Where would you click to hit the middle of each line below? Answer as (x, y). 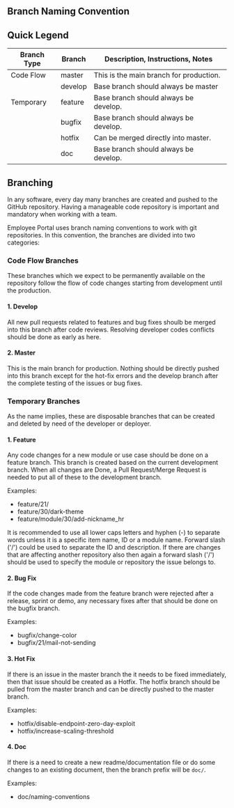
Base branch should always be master (156, 86)
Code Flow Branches (43, 261)
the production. (29, 290)
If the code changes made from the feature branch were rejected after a (110, 593)
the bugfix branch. (34, 608)
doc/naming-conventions (54, 796)
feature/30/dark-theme (50, 512)
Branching (30, 183)
